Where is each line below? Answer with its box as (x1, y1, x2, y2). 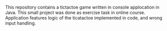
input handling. (5, 20, 36, 26)
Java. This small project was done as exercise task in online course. (5, 9, 145, 15)
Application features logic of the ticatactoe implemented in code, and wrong (5, 15, 162, 20)
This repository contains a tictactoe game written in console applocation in (5, 4, 159, 10)
